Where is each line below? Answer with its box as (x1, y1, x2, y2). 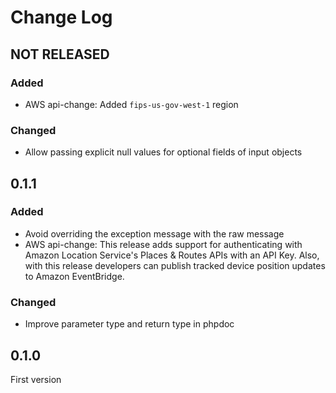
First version (10, 373, 62, 385)
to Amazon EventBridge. (24, 270, 125, 282)
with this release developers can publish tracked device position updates (24, 259, 326, 271)
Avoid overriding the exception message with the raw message (24, 227, 285, 240)
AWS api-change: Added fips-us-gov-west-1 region (24, 98, 239, 110)
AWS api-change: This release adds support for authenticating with (24, 238, 303, 250)
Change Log (10, 6, 113, 29)
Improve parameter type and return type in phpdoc (24, 318, 235, 330)
